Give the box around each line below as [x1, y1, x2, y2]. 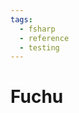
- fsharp [19, 24, 56, 34]
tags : [10, 14, 33, 25]
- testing [19, 42, 60, 53]
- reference [19, 33, 70, 43]
